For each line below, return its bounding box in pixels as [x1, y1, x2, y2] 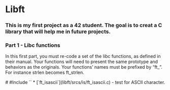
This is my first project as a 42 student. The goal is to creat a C [5, 22, 162, 29]
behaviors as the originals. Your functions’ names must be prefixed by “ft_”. [5, 64, 162, 70]
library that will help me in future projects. [5, 28, 111, 35]
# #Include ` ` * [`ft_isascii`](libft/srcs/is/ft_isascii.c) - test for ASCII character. [5, 79, 165, 85]
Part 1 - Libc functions [5, 42, 60, 49]
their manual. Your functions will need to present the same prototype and [5, 58, 158, 65]
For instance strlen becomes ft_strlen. [5, 70, 85, 76]
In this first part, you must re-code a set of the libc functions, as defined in [5, 53, 161, 59]
